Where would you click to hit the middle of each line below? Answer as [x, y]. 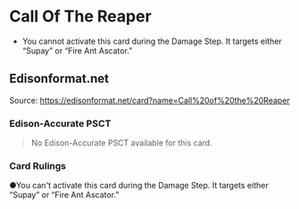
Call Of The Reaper [80, 17]
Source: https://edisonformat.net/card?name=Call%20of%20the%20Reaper [149, 100]
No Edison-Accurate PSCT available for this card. [121, 143]
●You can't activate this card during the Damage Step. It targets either [139, 186]
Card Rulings [38, 165]
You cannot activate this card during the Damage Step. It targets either [152, 41]
